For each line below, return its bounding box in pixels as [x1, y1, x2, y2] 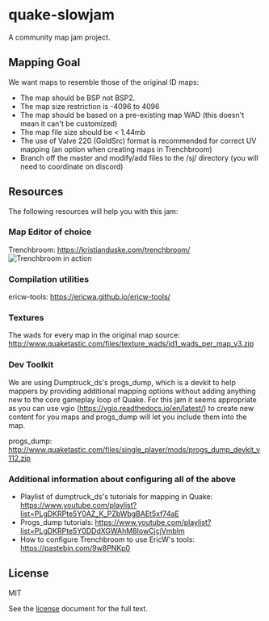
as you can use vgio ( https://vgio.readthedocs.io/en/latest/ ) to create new [8, 403, 254, 413]
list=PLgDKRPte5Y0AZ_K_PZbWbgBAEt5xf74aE [19, 509, 179, 518]
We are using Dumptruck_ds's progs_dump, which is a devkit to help [8, 377, 236, 387]
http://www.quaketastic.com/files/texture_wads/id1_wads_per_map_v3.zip [8, 339, 254, 349]
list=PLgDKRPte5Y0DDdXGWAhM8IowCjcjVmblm [19, 527, 186, 536]
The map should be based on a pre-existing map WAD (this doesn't [19, 110, 245, 120]
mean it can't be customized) [19, 119, 118, 128]
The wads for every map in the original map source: [8, 330, 180, 340]
